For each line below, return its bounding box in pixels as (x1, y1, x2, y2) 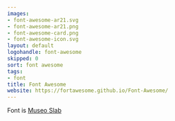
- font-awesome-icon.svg (7, 36, 79, 43)
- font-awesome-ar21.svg (7, 17, 79, 24)
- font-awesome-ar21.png (7, 23, 79, 30)
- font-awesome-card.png (7, 29, 79, 37)
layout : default (7, 42, 54, 49)
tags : (7, 68, 23, 75)
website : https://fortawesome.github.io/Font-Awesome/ (7, 87, 169, 94)
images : (7, 10, 30, 17)
